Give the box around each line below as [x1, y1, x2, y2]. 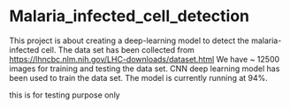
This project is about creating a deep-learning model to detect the [9, 35, 249, 46]
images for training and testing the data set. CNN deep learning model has [9, 63, 280, 74]
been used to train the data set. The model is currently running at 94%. [9, 72, 268, 83]
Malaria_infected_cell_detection [9, 6, 250, 26]
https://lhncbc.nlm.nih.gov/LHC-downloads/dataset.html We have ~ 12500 [9, 54, 280, 64]
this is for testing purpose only [9, 90, 121, 100]
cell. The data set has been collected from [41, 44, 195, 54]
